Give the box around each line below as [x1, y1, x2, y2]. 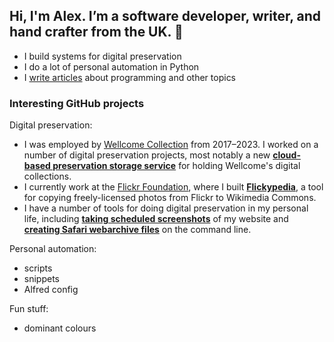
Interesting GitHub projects [9, 96, 145, 110]
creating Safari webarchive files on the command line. [23, 224, 252, 236]
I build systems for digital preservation [23, 50, 182, 62]
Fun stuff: [9, 303, 49, 315]
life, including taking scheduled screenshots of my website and [23, 213, 289, 225]
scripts [23, 262, 53, 274]
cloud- [272, 149, 301, 161]
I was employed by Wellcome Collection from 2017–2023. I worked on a [23, 139, 319, 151]
